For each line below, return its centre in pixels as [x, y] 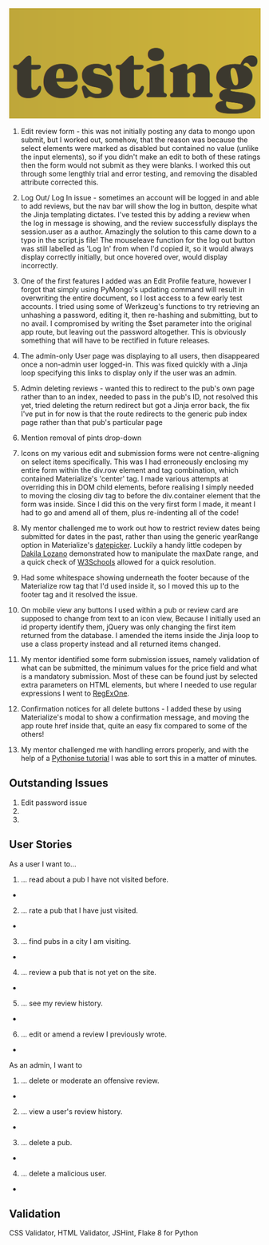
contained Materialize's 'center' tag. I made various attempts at [125, 478]
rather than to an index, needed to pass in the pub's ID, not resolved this [139, 396]
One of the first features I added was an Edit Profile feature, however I [136, 281]
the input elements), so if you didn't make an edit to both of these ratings [140, 157]
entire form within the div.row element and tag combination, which [129, 470]
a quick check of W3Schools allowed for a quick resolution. [118, 561]
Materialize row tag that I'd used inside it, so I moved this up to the [130, 585]
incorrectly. [39, 265]
